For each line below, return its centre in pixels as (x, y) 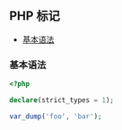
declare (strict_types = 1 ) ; (62, 100)
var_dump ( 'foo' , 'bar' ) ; (56, 116)
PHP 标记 (35, 16)
